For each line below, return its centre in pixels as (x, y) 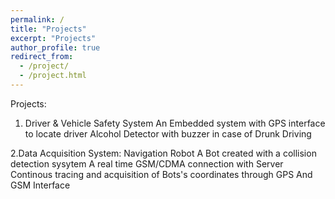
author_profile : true (55, 47)
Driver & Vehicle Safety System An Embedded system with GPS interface (175, 123)
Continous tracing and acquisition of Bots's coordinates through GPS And (161, 174)
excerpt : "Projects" (53, 38)
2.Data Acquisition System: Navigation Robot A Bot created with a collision (163, 153)
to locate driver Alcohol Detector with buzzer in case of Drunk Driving (168, 133)
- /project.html (53, 76)
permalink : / (37, 19)
